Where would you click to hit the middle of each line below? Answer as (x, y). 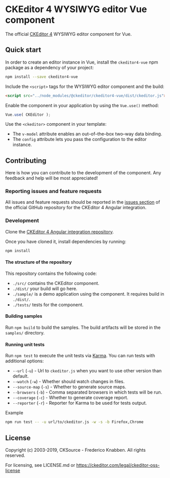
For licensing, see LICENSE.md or (40, 465)
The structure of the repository (38, 262)
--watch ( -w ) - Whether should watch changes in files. (69, 381)
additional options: (25, 361)
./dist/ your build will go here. (45, 289)
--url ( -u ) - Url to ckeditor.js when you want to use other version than (87, 371)
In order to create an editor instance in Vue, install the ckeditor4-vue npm (82, 62)
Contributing (26, 160)
